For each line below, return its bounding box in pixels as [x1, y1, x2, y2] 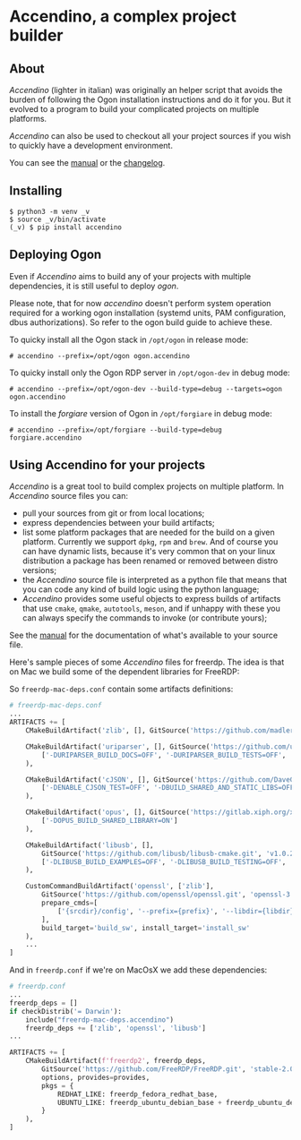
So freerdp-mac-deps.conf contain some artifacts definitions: [9, 683, 234, 695]
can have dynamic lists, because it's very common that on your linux [21, 546, 276, 557]
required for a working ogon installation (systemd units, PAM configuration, [9, 307, 287, 318]
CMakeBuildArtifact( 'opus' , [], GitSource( [25, 808, 191, 817]
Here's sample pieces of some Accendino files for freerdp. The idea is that [9, 656, 285, 668]
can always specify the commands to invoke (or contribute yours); [21, 613, 267, 623]
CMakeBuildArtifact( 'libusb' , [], [25, 840, 154, 850]
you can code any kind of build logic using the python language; [21, 584, 260, 595]
